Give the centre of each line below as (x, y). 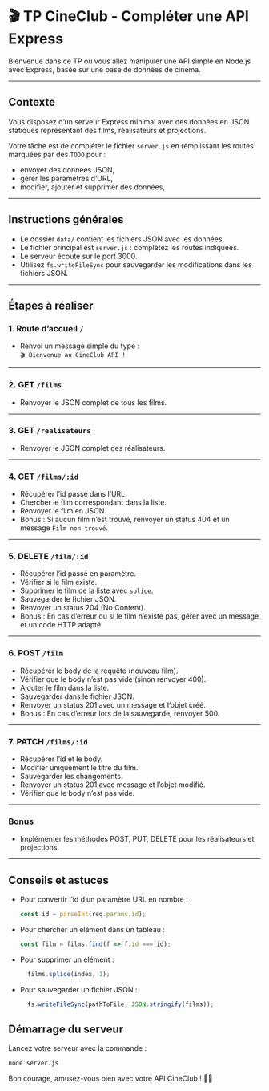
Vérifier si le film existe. (58, 582)
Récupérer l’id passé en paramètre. (78, 574)
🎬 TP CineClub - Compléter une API (129, 16)
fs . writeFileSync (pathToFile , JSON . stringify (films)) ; (121, 1004)
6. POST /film (36, 653)
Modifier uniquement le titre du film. (79, 768)
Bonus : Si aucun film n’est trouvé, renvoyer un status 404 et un (124, 520)
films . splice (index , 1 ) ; (69, 974)
